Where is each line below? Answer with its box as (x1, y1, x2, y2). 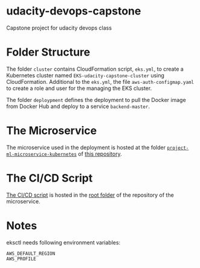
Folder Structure (6, 45, 91, 59)
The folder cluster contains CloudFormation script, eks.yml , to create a (6, 65, 184, 72)
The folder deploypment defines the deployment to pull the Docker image (6, 96, 186, 103)
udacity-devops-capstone (6, 4, 141, 18)
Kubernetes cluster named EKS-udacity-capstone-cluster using (6, 71, 165, 79)
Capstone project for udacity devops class (6, 24, 112, 31)
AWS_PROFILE (6, 255, 36, 262)
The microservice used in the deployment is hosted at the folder (6, 144, 166, 151)
